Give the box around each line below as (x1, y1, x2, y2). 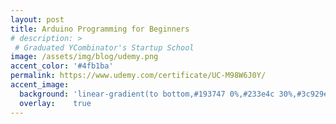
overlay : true (19, 98, 92, 108)
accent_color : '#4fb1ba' (10, 61, 114, 71)
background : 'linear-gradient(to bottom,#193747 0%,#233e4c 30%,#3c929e (19, 89, 329, 99)
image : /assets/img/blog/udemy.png (10, 52, 159, 62)
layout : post (10, 14, 65, 25)
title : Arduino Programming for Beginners (10, 24, 190, 34)
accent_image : (10, 80, 70, 90)
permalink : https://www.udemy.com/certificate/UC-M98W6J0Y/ (10, 71, 267, 81)
